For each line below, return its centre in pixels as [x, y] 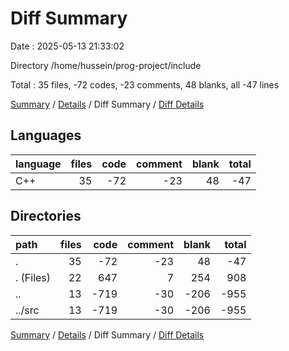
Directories [46, 216]
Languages [46, 135]
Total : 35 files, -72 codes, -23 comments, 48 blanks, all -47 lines [145, 84]
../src [27, 310]
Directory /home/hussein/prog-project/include [106, 65]
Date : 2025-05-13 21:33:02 [67, 46]
